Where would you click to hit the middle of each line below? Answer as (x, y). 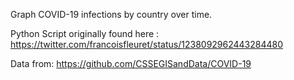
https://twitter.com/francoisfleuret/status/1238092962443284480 (147, 44)
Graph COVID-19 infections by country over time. (111, 14)
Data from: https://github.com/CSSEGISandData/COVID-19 (131, 63)
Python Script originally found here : (85, 33)
